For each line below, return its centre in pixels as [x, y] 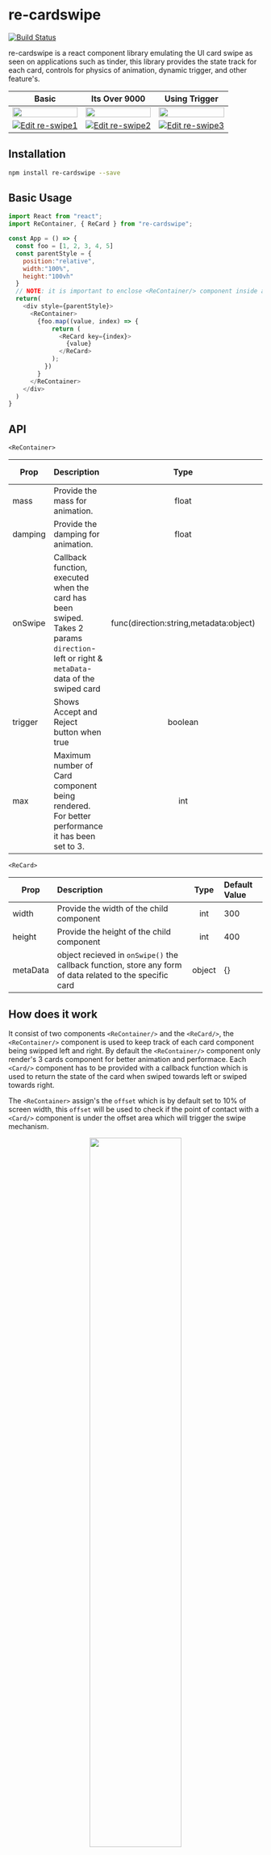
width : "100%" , [46, 268]
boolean [183, 723]
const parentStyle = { [54, 253]
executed [71, 578]
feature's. [24, 78]
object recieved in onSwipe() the [118, 955]
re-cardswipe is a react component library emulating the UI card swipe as [131, 53]
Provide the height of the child [114, 932]
